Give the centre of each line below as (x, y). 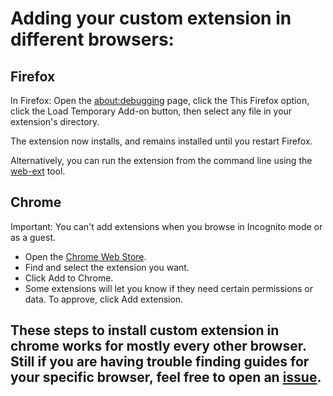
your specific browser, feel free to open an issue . (166, 377)
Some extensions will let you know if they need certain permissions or (168, 288)
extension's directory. (55, 121)
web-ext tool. (38, 171)
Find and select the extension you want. (107, 267)
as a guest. (33, 237)
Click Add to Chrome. (69, 278)
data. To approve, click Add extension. (104, 299)
